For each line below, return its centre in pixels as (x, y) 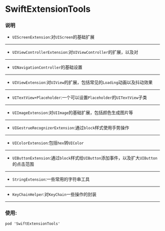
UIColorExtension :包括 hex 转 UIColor (48, 143)
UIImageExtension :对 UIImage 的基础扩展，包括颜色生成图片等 (73, 113)
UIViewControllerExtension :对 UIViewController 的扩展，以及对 (75, 52)
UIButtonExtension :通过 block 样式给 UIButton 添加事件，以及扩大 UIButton (85, 158)
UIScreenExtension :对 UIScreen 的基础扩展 (53, 37)
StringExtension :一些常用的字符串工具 (51, 179)
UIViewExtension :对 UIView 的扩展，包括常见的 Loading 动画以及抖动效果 (82, 82)
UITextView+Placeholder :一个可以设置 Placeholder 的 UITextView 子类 (80, 98)
